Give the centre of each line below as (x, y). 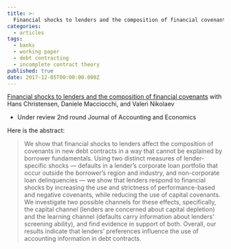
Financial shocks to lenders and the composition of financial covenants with (114, 97)
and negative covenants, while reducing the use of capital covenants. (122, 195)
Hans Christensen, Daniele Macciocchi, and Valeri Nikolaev (91, 104)
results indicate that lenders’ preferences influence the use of (111, 231)
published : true (30, 71)
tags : (15, 39)
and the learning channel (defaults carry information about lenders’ (119, 217)
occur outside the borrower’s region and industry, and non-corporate (122, 173)
